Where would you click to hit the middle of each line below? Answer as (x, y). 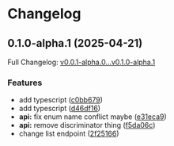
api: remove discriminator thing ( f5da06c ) (87, 125)
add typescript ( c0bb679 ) (61, 100)
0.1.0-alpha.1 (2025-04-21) (75, 43)
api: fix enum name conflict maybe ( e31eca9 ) (93, 117)
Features (25, 83)
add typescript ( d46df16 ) (59, 109)
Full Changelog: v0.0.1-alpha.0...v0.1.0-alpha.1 (81, 62)
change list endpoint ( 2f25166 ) (69, 134)
